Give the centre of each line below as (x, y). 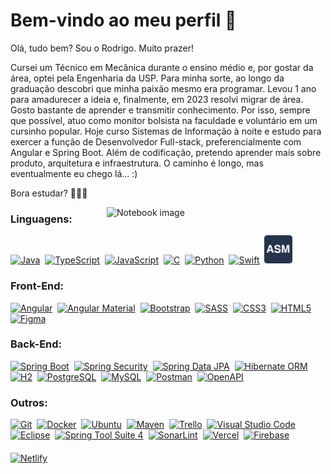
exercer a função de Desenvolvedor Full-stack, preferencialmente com (156, 141)
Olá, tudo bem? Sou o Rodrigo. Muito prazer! (102, 48)
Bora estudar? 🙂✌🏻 (49, 193)
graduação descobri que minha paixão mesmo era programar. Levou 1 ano (163, 88)
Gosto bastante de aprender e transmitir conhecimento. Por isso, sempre (160, 110)
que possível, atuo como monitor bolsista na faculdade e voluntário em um (164, 120)
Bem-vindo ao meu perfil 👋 (123, 20)
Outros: (29, 402)
